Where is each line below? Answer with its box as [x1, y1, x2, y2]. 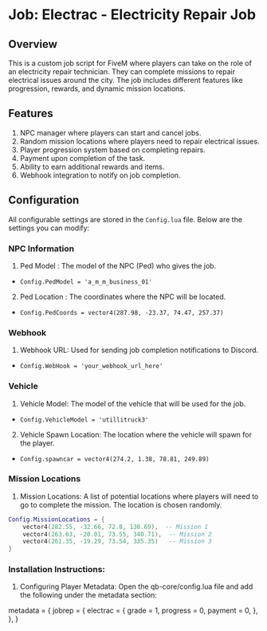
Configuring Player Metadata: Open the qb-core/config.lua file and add [19, 582, 253, 591]
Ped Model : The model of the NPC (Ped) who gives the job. [19, 261, 217, 270]
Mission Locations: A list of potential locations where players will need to [19, 492, 259, 501]
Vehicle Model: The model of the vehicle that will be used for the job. [19, 398, 246, 408]
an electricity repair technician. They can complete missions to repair [8, 67, 236, 76]
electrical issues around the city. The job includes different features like [8, 76, 243, 84]
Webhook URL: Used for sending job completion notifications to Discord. [19, 345, 259, 355]
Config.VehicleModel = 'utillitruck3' [19, 416, 149, 424]
